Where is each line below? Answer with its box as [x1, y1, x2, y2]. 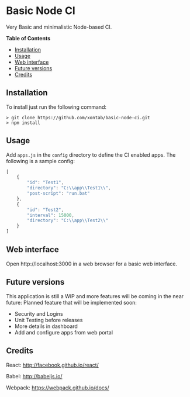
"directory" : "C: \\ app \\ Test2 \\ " [27, 218, 109, 223]
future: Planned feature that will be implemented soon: [6, 299, 137, 306]
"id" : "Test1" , [27, 179, 64, 185]
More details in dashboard [14, 323, 78, 330]
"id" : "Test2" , [27, 206, 64, 213]
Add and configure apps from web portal [14, 329, 113, 336]
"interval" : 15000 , [27, 212, 75, 218]
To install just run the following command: [6, 103, 107, 111]
